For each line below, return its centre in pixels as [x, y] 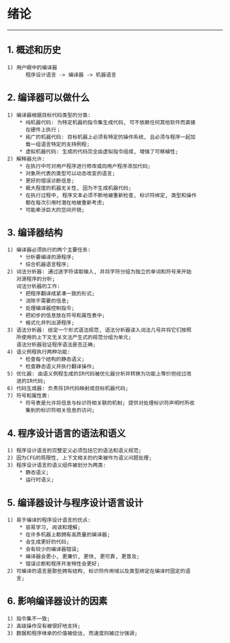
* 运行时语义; [37, 480]
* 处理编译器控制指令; [47, 308]
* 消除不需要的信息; [44, 301]
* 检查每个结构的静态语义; [52, 360]
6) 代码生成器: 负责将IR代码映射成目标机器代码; [68, 388]
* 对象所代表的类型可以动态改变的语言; [67, 173]
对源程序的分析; [36, 279]
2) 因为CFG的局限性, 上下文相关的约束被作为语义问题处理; [79, 458]
